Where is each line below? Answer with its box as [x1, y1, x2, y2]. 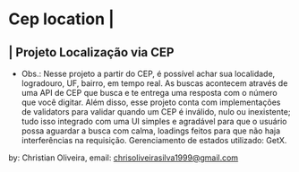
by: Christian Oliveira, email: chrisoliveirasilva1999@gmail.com [8, 152, 239, 163]
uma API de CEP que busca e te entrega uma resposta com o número [21, 88, 278, 98]
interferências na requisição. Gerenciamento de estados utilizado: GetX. [21, 135, 287, 145]
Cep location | [8, 9, 115, 30]
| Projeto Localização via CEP [8, 45, 175, 60]
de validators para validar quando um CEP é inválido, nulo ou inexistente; [21, 107, 291, 116]
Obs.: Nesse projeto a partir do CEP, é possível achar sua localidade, [21, 68, 276, 79]
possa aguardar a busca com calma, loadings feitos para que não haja [21, 125, 281, 136]
